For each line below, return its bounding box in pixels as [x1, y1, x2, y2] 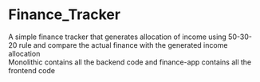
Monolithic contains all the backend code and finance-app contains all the [8, 57, 252, 67]
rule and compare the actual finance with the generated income [18, 40, 228, 49]
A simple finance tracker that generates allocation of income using [8, 32, 227, 41]
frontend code [8, 65, 56, 75]
